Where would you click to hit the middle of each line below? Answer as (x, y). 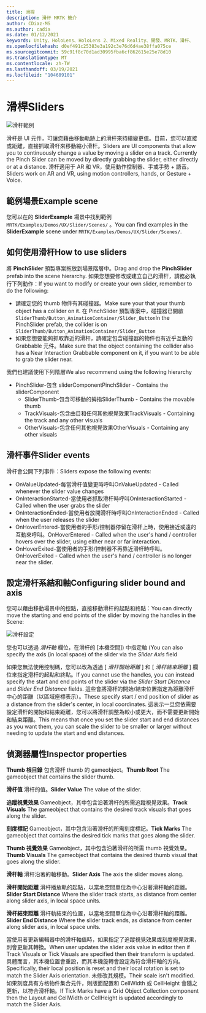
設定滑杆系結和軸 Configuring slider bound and (96, 583)
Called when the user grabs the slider (63, 505)
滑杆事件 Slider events (48, 455)
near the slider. (34, 562)
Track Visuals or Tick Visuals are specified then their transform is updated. (101, 954)
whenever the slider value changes (59, 491)
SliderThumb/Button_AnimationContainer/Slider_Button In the (92, 317)
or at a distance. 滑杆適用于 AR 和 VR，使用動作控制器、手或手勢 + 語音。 (99, 167)
